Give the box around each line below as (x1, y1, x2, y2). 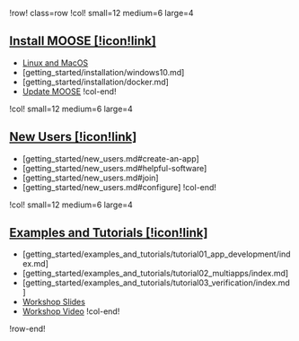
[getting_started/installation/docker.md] (22, 76, 169, 87)
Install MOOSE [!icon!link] (9, 33, 157, 48)
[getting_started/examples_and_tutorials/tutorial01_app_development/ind (22, 249, 291, 259)
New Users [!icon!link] (9, 129, 137, 144)
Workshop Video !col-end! (22, 306, 120, 317)
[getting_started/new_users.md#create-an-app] (22, 153, 199, 164)
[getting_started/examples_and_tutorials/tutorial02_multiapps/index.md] (22, 268, 289, 279)
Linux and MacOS (22, 57, 89, 68)
